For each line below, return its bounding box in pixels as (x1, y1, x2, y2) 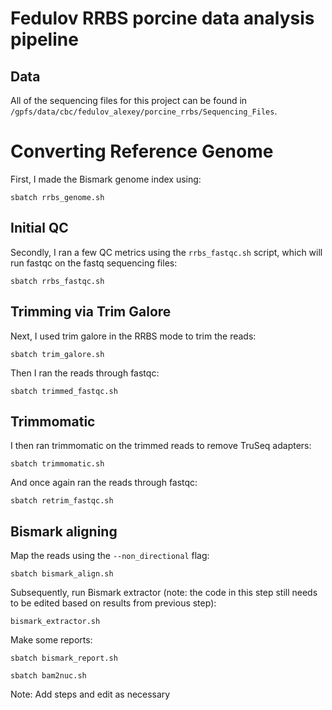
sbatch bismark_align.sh (10, 569, 114, 579)
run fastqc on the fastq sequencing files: (10, 257, 178, 269)
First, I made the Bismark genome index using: (10, 173, 202, 185)
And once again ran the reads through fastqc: (10, 477, 198, 489)
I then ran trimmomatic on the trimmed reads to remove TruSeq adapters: (10, 440, 312, 452)
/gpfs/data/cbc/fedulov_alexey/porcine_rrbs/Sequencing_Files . (10, 105, 278, 117)
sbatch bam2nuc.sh (10, 671, 87, 681)
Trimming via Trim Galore (10, 303, 172, 321)
